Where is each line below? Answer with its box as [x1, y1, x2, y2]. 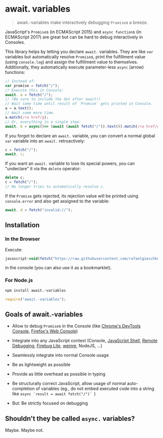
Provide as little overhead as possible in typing [12, 371, 106, 377]
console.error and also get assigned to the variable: [5, 198, 110, 204]
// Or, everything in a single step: [5, 119, 81, 124]
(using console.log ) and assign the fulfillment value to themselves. [5, 59, 138, 65]
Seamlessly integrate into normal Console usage [12, 352, 109, 358]
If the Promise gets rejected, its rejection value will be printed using [5, 193, 139, 199]
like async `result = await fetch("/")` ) [12, 391, 96, 397]
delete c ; [5, 175, 25, 180]
